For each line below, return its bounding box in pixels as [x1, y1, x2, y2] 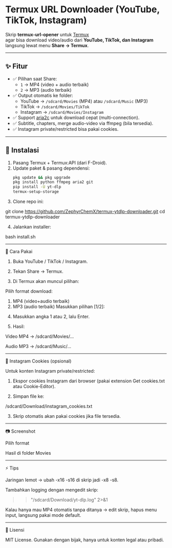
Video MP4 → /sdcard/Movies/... [5, 333, 74, 339]
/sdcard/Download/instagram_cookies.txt [5, 403, 93, 410]
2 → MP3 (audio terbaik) [20, 87, 72, 93]
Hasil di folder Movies [5, 450, 51, 456]
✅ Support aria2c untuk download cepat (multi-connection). [12, 114, 140, 120]
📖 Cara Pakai [5, 249, 33, 255]
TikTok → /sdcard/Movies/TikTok [20, 104, 90, 110]
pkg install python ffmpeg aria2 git [12, 179, 94, 185]
